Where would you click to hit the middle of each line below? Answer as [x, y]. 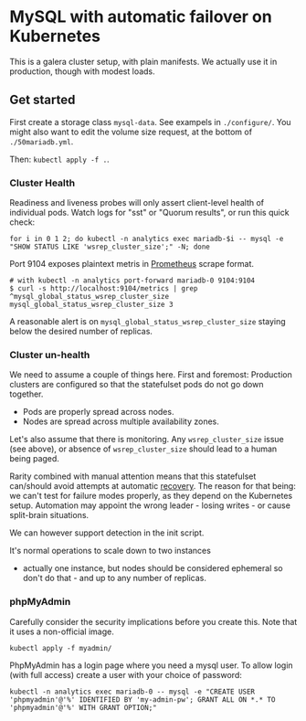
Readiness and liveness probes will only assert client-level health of [137, 203]
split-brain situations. [49, 515]
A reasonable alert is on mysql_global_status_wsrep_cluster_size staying [148, 322]
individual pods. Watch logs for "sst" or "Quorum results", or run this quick [149, 213]
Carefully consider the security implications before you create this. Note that [153, 621]
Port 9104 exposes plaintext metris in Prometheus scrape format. [132, 264]
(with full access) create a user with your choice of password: [126, 674]
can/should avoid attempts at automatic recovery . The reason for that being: [153, 486]
